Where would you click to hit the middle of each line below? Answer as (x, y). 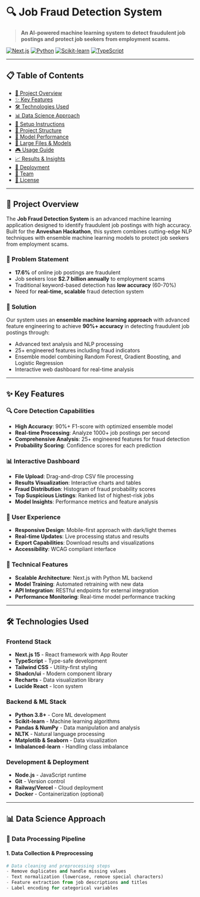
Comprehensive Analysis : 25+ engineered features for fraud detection (102, 439)
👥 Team (24, 174)
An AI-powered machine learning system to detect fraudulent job (103, 33)
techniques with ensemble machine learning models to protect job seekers (98, 237)
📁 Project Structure (38, 130)
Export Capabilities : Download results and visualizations (85, 543)
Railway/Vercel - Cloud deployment (59, 788)
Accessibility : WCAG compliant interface (65, 549)
